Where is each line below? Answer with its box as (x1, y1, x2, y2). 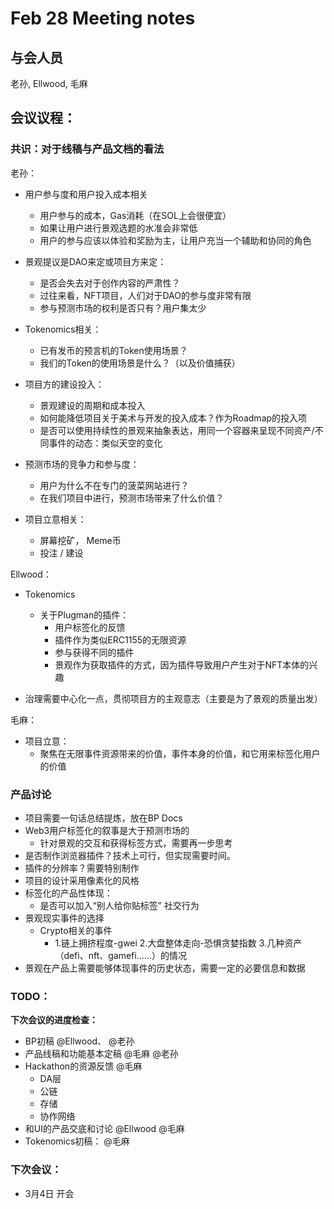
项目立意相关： (24, 513, 87, 525)
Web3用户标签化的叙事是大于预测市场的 (24, 824, 190, 836)
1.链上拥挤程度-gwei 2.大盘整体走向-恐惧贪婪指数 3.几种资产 (54, 937, 303, 949)
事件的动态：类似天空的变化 (48, 437, 163, 449)
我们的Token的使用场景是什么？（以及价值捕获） (39, 357, 241, 369)
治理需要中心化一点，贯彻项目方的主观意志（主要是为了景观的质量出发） (24, 692, 323, 704)
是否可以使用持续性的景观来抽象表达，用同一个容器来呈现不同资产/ (39, 424, 315, 436)
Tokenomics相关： (24, 323, 102, 335)
